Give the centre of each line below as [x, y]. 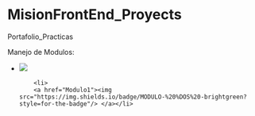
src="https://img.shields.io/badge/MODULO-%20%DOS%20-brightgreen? [133, 97]
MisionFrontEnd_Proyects [95, 15]
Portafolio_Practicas [40, 37]
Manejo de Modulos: [41, 52]
